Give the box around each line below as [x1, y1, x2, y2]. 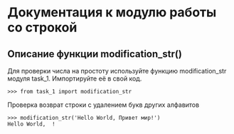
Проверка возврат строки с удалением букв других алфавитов [7, 100, 200, 109]
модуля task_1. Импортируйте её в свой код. [7, 74, 142, 83]
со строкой [7, 19, 78, 36]
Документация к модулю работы [7, 4, 217, 21]
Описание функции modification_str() [7, 48, 183, 60]
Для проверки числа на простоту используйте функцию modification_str [7, 67, 227, 75]
